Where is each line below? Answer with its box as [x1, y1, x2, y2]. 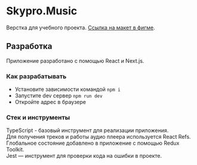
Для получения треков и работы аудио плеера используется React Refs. [6, 133, 191, 140]
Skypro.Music [6, 4, 78, 18]
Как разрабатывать [6, 72, 67, 80]
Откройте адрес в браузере [14, 99, 87, 106]
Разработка [6, 41, 53, 51]
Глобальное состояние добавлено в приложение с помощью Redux [6, 139, 180, 147]
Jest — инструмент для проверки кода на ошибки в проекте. [6, 152, 162, 160]
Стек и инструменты [6, 113, 70, 121]
